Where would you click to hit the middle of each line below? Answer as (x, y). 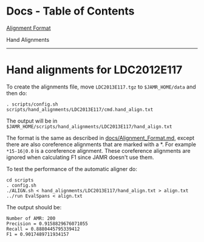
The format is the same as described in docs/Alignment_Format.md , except (100, 138)
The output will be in (32, 121)
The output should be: (34, 207)
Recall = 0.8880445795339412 (43, 229)
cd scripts (20, 180)
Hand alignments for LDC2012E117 (94, 70)
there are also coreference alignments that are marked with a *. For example (101, 144)
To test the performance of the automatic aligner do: (72, 169)
